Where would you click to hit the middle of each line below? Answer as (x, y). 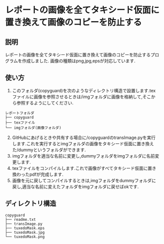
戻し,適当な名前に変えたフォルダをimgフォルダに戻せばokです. (75, 187)
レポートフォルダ (20, 113)
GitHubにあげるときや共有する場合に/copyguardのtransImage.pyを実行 (84, 137)
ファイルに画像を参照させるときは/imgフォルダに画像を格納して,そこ (82, 97)
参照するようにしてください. (45, 103)
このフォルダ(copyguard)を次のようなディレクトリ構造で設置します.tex (84, 90)
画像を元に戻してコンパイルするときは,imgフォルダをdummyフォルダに (84, 180)
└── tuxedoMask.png (25, 237)
